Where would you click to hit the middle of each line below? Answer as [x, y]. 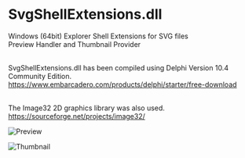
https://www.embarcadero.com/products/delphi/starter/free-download [122, 84]
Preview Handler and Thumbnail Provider [75, 44]
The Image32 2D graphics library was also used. [86, 108]
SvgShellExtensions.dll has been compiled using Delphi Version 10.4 [119, 67]
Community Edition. [40, 76]
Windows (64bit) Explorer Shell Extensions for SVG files [98, 36]
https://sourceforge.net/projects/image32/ [77, 116]
